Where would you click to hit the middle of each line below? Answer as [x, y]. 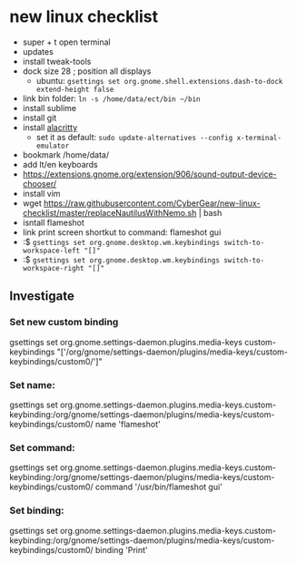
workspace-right [53, 268]
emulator [53, 146]
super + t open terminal [66, 42]
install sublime [49, 108]
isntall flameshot [53, 222]
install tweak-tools [57, 61]
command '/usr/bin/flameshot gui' [158, 487]
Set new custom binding [64, 323]
